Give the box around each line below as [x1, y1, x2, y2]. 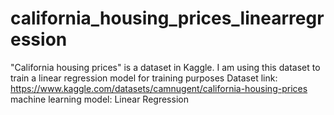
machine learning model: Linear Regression [10, 93, 189, 105]
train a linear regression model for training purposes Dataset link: [10, 72, 278, 84]
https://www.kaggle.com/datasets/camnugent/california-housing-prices [10, 82, 308, 94]
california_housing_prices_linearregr [10, 7, 325, 30]
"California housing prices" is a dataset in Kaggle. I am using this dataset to [10, 61, 321, 73]
